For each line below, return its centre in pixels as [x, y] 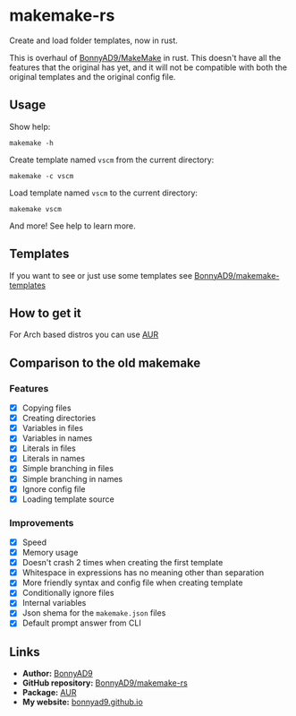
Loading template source [68, 499]
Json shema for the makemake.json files [94, 613]
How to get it [46, 313]
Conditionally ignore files [68, 593]
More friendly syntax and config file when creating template [132, 582]
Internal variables [54, 603]
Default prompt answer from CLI [81, 623]
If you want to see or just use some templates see [101, 275]
